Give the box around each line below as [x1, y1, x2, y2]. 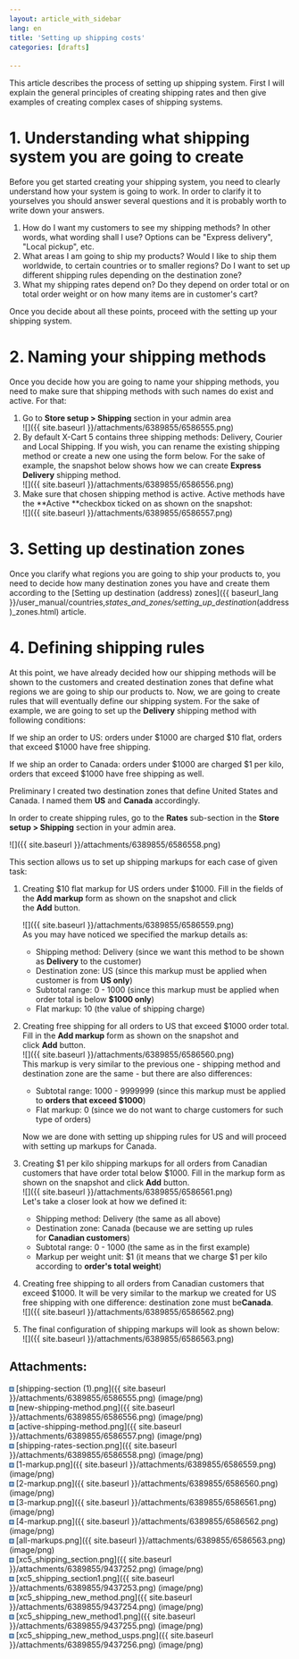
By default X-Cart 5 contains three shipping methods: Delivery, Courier [21, 432, 283, 442]
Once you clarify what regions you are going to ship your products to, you [9, 568, 281, 579]
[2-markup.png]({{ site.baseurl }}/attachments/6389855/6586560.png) [15, 1478, 278, 1488]
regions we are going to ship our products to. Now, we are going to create [9, 686, 281, 697]
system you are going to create [9, 147, 244, 167]
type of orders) [35, 1113, 92, 1125]
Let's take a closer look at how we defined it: [21, 1195, 187, 1206]
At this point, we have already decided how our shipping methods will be [9, 666, 277, 678]
